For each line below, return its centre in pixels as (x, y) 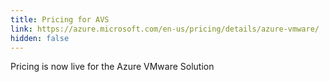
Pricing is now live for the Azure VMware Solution (112, 67)
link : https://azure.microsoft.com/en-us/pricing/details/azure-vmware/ (165, 29)
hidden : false (40, 38)
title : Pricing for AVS (60, 19)
